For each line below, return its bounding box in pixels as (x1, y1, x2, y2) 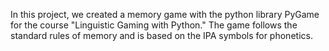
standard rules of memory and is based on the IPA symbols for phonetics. (10, 30, 313, 41)
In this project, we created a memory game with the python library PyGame (10, 9, 320, 20)
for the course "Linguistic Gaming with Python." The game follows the (10, 19, 298, 31)
